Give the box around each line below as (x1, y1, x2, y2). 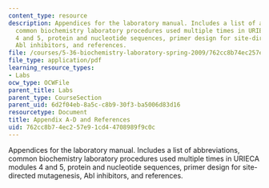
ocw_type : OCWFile (8, 78, 70, 86)
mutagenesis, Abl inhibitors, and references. (37, 170, 183, 180)
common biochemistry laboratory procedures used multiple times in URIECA (8, 154, 260, 163)
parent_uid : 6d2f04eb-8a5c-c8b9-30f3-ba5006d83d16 (8, 101, 181, 109)
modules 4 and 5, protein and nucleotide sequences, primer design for (8, 162, 242, 172)
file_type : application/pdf (8, 57, 102, 65)
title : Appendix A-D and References (8, 116, 130, 124)
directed (8, 170, 36, 180)
